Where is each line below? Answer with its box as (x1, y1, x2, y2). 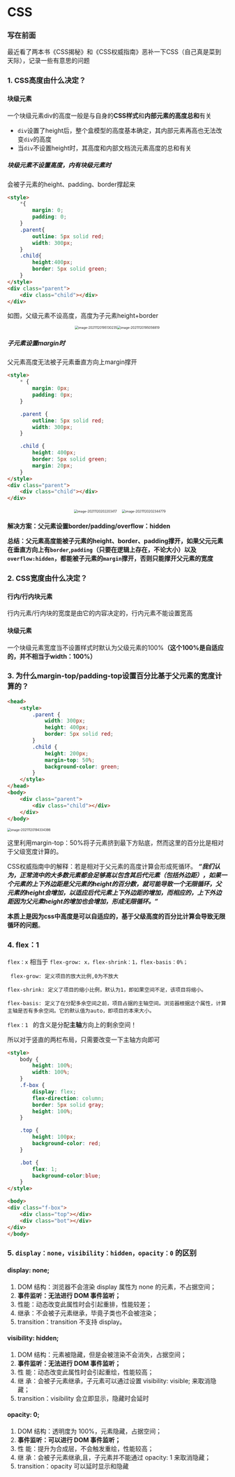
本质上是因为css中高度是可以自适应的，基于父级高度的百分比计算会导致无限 (7, 912, 225, 920)
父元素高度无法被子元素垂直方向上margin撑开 (7, 358, 137, 366)
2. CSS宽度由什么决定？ (7, 573, 88, 583)
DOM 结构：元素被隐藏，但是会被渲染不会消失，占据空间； (17, 1350, 187, 1359)
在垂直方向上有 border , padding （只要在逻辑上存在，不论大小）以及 (7, 545, 197, 554)
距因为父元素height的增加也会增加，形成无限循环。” (7, 897, 158, 906)
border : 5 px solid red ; (44, 731, 114, 738)
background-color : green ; (44, 763, 120, 770)
